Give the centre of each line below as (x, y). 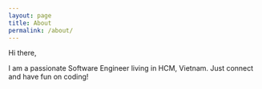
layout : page (30, 15)
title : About (30, 23)
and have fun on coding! (48, 77)
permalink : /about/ (41, 30)
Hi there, (22, 53)
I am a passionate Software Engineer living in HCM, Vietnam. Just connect (131, 68)
